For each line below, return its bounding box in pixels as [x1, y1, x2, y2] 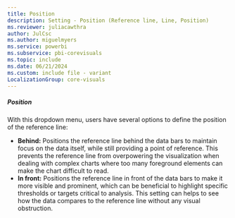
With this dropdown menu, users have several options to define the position [7, 116, 227, 124]
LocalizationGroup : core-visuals [7, 75, 106, 83]
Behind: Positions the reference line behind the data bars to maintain [17, 137, 217, 145]
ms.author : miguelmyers [7, 37, 77, 44]
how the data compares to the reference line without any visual [17, 197, 201, 205]
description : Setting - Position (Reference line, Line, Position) [7, 17, 210, 24]
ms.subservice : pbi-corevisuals [7, 50, 102, 57]
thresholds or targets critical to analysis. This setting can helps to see [17, 189, 220, 198]
